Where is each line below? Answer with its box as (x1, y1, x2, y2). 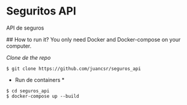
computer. (6, 42, 32, 49)
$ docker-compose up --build (6, 93, 79, 99)
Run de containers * (14, 76, 65, 83)
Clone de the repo (6, 54, 51, 61)
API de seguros (6, 24, 44, 31)
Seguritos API (6, 4, 76, 18)
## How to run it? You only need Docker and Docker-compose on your (6, 36, 181, 43)
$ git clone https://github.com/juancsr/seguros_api (6, 65, 141, 72)
